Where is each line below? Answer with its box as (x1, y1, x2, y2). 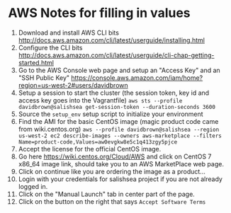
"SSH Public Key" (18, 73, 70, 82)
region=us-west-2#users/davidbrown (18, 81, 128, 89)
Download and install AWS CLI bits (18, 28, 120, 37)
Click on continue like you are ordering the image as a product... (18, 167, 206, 175)
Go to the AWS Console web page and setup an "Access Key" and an (18, 66, 220, 74)
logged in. (18, 182, 48, 190)
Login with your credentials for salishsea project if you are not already (18, 175, 222, 183)
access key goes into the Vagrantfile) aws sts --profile (18, 96, 183, 104)
